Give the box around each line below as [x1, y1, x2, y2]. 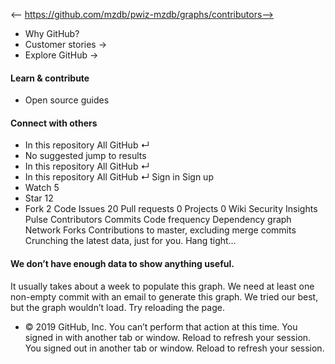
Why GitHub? [24, 28, 80, 39]
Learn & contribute [10, 72, 90, 84]
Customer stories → [24, 39, 108, 50]
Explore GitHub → [24, 49, 99, 61]
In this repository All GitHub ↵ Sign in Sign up [24, 171, 214, 183]
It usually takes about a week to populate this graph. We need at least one [10, 280, 315, 292]
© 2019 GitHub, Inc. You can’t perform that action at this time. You [24, 320, 298, 333]
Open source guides [24, 94, 110, 106]
